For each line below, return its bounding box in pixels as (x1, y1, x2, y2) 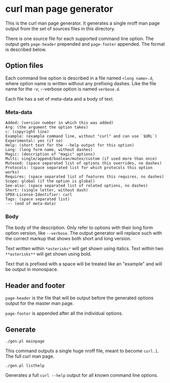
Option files (5, 61, 44, 70)
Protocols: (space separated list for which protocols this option (5, 165, 153, 170)
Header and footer (5, 281, 65, 290)
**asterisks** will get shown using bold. (5, 251, 92, 257)
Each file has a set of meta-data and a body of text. (5, 95, 114, 102)
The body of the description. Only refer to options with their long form (5, 224, 153, 231)
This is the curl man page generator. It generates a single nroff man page (5, 20, 160, 26)
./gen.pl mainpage (5, 338, 45, 344)
